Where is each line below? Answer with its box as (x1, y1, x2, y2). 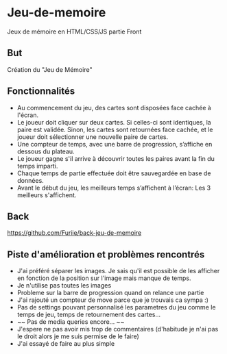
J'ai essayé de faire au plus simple (16, 340, 115, 348)
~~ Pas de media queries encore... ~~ (16, 318, 125, 326)
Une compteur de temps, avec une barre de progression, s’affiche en (16, 140, 213, 148)
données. (16, 176, 45, 184)
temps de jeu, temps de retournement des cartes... (16, 310, 161, 319)
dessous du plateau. (16, 147, 75, 155)
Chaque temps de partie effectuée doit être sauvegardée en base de (16, 169, 211, 177)
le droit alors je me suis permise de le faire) (16, 332, 139, 340)
